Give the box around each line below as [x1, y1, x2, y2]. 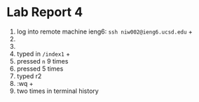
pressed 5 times [16, 64, 64, 73]
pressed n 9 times [16, 57, 69, 65]
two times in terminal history [16, 87, 99, 95]
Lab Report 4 [6, 4, 83, 20]
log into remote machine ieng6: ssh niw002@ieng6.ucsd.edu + [16, 27, 193, 36]
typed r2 [16, 71, 42, 80]
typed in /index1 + [16, 50, 71, 58]
